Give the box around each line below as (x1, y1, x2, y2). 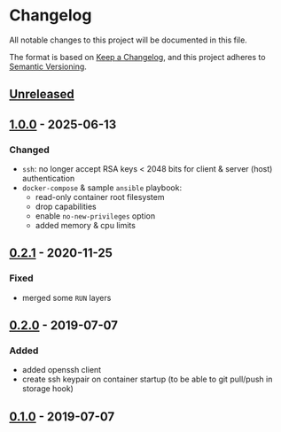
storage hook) (21, 383, 74, 394)
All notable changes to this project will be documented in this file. (9, 35, 248, 45)
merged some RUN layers (21, 292, 112, 303)
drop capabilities (35, 201, 97, 212)
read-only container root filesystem (35, 192, 165, 203)
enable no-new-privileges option (35, 211, 156, 221)
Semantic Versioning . (9, 61, 87, 72)
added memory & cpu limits (35, 220, 136, 231)
